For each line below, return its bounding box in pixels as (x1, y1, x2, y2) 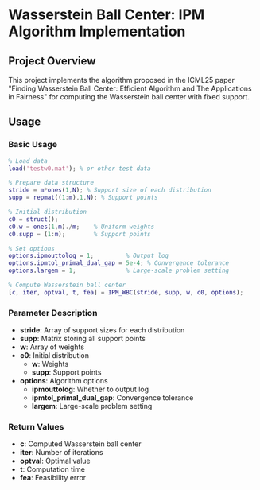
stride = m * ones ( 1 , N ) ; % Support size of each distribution (8, 186, 212, 194)
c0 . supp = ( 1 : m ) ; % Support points (8, 230, 151, 238)
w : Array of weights (19, 342, 85, 352)
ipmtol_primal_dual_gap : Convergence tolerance (31, 393, 194, 402)
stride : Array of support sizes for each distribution (19, 325, 185, 335)
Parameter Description (8, 307, 98, 318)
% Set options (8, 244, 56, 252)
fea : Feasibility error (19, 473, 87, 483)
